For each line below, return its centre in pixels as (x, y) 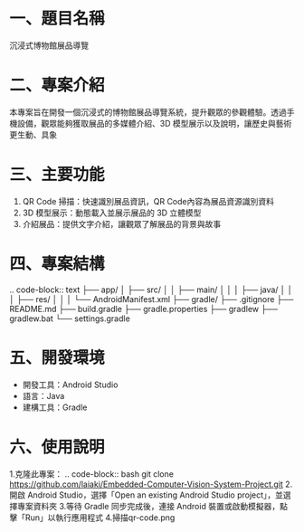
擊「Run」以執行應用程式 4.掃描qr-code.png (92, 518)
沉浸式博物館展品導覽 (49, 45)
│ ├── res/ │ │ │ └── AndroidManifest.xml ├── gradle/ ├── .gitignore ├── (152, 299)
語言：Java (43, 395)
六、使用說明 (57, 446)
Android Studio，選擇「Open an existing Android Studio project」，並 (155, 495)
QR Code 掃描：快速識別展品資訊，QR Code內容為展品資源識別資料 (148, 201)
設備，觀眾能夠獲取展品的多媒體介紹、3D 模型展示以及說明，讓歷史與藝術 (154, 123)
